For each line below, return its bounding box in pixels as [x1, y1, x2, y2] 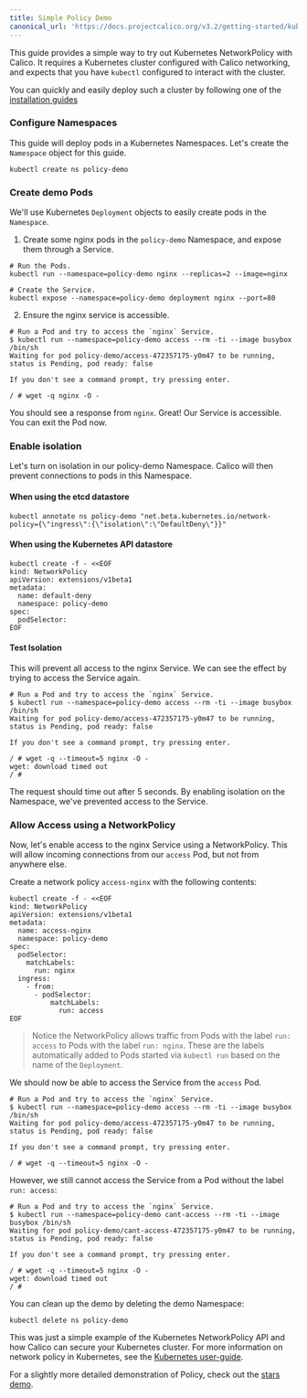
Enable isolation [9, 440, 82, 453]
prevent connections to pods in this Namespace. [9, 470, 192, 481]
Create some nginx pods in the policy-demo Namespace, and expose [22, 234, 281, 245]
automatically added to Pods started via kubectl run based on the [31, 1050, 281, 1061]
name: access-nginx [17, 926, 92, 935]
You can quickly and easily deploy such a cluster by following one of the [9, 84, 281, 95]
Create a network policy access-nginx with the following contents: [9, 877, 258, 888]
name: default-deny [17, 591, 92, 600]
